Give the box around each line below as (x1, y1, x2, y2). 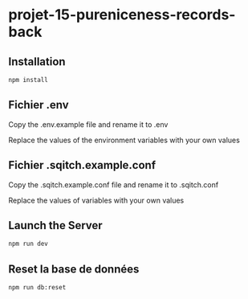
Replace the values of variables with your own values (8, 195, 185, 205)
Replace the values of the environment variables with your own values (8, 135, 241, 145)
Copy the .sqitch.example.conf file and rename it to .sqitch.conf (8, 179, 219, 190)
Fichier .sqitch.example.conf (8, 158, 157, 172)
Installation (8, 55, 66, 68)
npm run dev (8, 240, 48, 248)
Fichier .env (8, 98, 70, 112)
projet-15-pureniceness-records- (8, 6, 236, 24)
